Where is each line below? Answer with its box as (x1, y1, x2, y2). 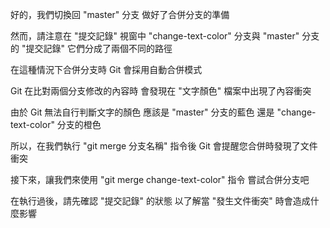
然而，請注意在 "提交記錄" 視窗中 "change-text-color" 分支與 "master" (10, 30, 300, 42)
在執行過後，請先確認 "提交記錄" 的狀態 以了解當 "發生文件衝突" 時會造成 (10, 195, 311, 207)
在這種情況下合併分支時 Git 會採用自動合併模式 (10, 64, 203, 75)
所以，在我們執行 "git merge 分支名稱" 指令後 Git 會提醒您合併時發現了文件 (10, 140, 318, 152)
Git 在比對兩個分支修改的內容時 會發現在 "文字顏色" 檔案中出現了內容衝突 (10, 85, 312, 97)
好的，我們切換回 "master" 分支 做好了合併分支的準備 (10, 9, 230, 20)
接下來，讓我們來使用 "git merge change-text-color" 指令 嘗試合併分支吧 (10, 174, 310, 185)
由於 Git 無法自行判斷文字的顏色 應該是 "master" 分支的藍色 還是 (10, 106, 275, 118)
